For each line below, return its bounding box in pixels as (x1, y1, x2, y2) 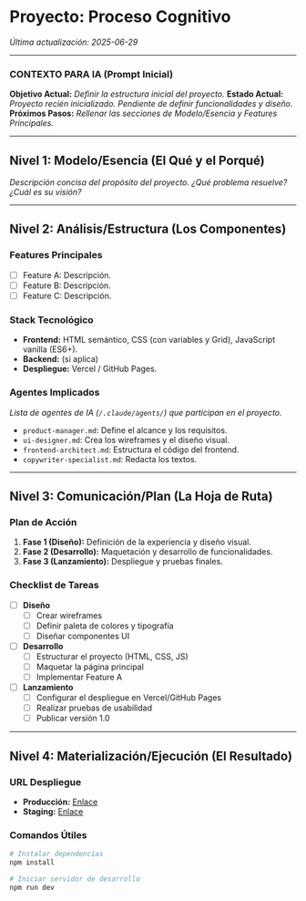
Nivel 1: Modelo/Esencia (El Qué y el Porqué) (9, 152, 266, 168)
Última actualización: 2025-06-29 (9, 36, 138, 47)
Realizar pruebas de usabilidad (36, 702, 153, 713)
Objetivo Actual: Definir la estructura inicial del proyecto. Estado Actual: (9, 88, 284, 99)
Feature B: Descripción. (22, 280, 111, 291)
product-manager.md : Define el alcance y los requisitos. (22, 424, 228, 435)
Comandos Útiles (9, 828, 87, 841)
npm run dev (9, 883, 55, 892)
